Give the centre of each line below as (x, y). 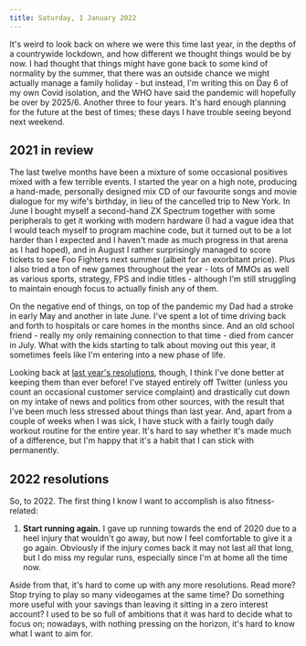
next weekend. (37, 122)
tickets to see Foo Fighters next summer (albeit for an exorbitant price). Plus (153, 259)
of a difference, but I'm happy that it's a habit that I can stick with (132, 440)
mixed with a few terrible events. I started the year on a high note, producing (153, 182)
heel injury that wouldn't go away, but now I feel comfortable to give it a (157, 538)
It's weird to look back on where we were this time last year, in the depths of (153, 44)
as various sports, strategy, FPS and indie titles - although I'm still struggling (153, 279)
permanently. (34, 450)
